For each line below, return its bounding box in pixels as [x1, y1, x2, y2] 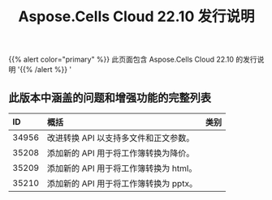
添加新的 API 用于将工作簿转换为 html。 [46, 163, 197, 174]
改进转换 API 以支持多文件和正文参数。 [46, 133, 195, 143]
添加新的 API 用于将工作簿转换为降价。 [46, 147, 195, 159]
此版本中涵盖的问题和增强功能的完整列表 [8, 91, 211, 104]
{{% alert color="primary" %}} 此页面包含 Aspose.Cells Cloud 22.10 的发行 [8, 54, 257, 65]
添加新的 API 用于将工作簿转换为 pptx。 [46, 178, 197, 189]
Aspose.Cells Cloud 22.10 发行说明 [18, 7, 255, 26]
